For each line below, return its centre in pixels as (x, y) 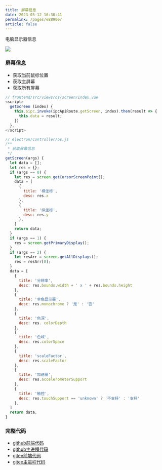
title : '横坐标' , (40, 191)
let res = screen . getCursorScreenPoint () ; (60, 177)
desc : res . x (36, 196)
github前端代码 (28, 443)
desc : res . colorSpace (42, 342)
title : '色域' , (34, 337)
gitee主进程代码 (29, 462)
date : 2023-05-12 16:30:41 (34, 15)
